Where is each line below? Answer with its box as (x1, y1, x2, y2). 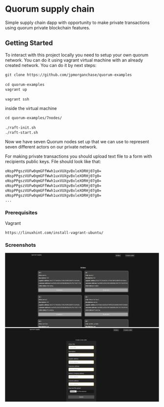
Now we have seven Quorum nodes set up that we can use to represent (5, 138, 149, 145)
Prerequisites (5, 209, 38, 216)
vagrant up (5, 87, 27, 92)
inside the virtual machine (5, 105, 57, 111)
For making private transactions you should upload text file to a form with (5, 153, 152, 159)
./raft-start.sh (5, 130, 38, 135)
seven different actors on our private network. (5, 144, 98, 150)
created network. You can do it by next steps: (5, 62, 97, 68)
